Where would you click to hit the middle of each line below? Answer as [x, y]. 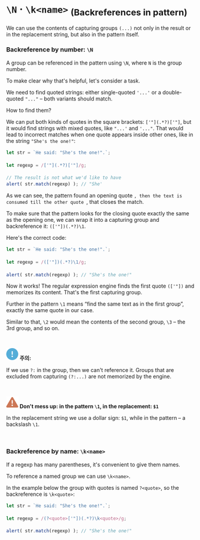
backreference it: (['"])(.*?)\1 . [46, 226]
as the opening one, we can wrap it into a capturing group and [83, 220]
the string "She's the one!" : [41, 141]
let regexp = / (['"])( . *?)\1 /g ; [46, 262]
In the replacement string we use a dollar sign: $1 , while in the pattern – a [96, 418]
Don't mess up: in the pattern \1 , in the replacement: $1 [89, 407]
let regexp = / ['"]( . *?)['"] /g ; [46, 165]
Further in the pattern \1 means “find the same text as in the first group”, [95, 304]
